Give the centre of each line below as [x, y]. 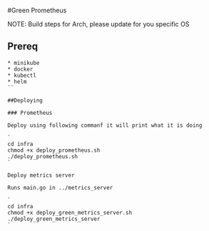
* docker [20, 69]
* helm [17, 81]
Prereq [22, 47]
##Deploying [25, 100]
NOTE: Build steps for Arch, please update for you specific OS [98, 24]
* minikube [24, 63]
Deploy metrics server [41, 175]
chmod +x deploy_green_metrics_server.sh [70, 212]
